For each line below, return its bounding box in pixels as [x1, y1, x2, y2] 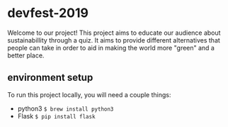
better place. [7, 51, 45, 60]
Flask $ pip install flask [17, 111, 96, 120]
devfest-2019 [7, 5, 89, 21]
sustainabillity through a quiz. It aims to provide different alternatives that [7, 35, 221, 44]
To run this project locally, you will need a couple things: [7, 90, 171, 99]
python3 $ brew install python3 [17, 104, 114, 113]
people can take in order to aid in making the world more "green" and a [7, 43, 215, 52]
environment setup [7, 72, 93, 84]
